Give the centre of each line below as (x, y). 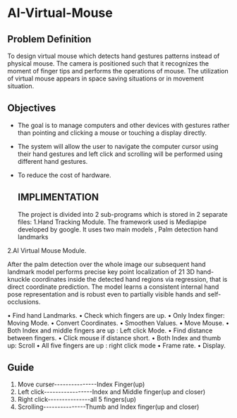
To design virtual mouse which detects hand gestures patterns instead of (114, 56)
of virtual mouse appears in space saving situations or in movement (106, 78)
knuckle (19, 279)
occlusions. (24, 301)
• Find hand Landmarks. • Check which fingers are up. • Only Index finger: (116, 315)
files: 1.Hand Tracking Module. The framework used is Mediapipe (112, 222)
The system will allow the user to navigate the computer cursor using (118, 146)
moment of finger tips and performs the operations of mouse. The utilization (118, 71)
